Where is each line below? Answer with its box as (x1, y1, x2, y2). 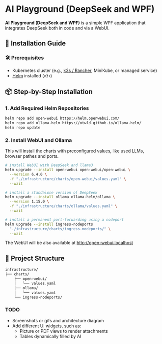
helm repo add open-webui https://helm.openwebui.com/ (5, 116, 120, 121)
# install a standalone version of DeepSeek (5, 190, 98, 195)
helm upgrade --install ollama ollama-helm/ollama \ (5, 195, 115, 200)
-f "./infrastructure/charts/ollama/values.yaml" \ (9, 204, 118, 209)
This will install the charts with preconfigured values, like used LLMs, (5, 148, 144, 154)
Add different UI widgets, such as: (12, 323, 81, 329)
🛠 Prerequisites (5, 54, 44, 61)
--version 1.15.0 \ (9, 199, 50, 204)
